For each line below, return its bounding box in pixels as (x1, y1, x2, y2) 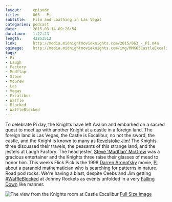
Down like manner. (5, 181, 45, 187)
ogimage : (5, 46, 24, 51)
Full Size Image (120, 191, 152, 197)
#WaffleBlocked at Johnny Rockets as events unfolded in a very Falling (5, 176, 155, 182)
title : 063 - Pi (5, 12, 52, 17)
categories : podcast (5, 21, 50, 27)
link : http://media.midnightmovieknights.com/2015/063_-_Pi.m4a (5, 41, 159, 46)
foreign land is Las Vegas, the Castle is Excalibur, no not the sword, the (5, 132, 155, 138)
